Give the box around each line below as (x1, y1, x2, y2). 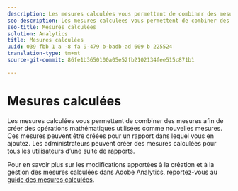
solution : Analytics (7, 30, 69, 37)
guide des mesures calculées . (7, 175, 95, 184)
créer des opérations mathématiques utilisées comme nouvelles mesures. (7, 124, 223, 132)
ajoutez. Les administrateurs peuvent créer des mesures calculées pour (7, 139, 217, 147)
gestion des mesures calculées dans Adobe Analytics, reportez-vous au (7, 168, 218, 176)
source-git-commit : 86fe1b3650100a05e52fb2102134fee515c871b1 (7, 57, 195, 64)
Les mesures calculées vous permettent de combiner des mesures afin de (7, 116, 224, 125)
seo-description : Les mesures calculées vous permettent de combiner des (7, 17, 230, 24)
